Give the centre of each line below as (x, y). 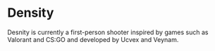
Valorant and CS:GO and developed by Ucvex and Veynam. (93, 39)
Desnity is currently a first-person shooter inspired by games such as (108, 32)
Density (31, 13)
